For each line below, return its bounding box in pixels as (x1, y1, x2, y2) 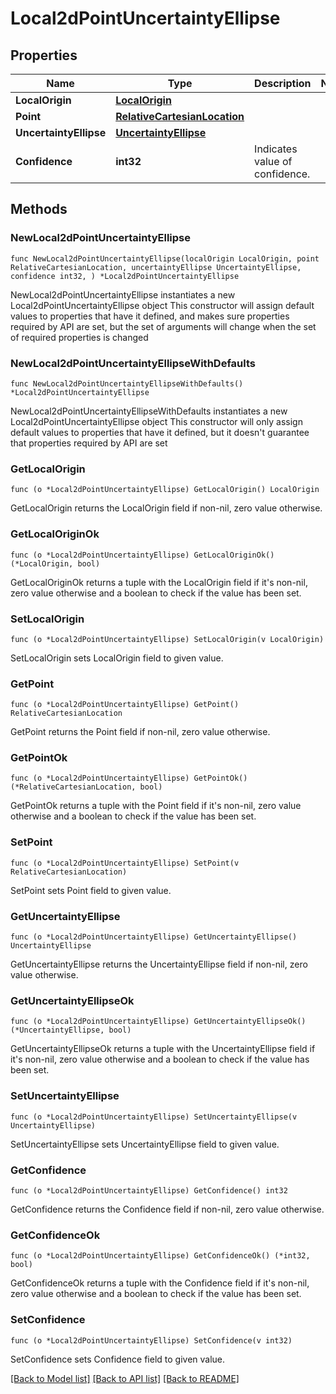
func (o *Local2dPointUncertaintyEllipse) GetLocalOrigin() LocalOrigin (10, 485, 320, 495)
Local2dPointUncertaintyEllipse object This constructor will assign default (10, 299, 315, 311)
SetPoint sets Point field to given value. (10, 884, 172, 896)
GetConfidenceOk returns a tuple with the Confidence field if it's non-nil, (10, 1277, 310, 1289)
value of (254, 155, 293, 168)
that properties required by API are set (10, 437, 168, 449)
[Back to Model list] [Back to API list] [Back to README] (10, 1372, 240, 1384)
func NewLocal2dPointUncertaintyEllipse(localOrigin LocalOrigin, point (10, 253, 320, 264)
